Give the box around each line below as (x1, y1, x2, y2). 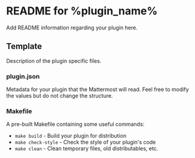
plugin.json (6, 72, 40, 80)
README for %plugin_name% (6, 4, 158, 18)
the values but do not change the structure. (6, 92, 113, 99)
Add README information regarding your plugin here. (6, 24, 138, 31)
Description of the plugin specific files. (6, 57, 102, 64)
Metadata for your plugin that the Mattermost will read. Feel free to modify (6, 86, 190, 93)
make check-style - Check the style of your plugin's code (14, 139, 156, 146)
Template (6, 41, 42, 51)
